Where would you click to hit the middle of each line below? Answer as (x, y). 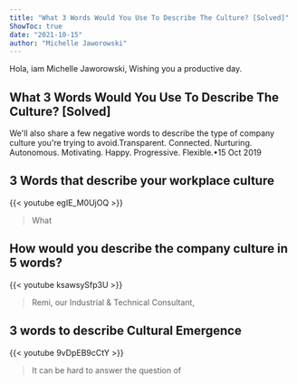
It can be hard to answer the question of (106, 370)
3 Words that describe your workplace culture (142, 181)
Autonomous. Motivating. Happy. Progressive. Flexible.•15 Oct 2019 (136, 153)
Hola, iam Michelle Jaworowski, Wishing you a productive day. (126, 69)
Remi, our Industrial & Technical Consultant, (113, 302)
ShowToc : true (36, 26)
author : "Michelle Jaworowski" (68, 43)
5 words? (36, 263)
